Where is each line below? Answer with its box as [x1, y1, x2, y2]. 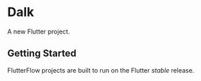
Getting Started [7, 47, 77, 59]
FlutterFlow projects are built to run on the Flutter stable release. [7, 66, 195, 74]
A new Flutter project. [7, 27, 71, 36]
